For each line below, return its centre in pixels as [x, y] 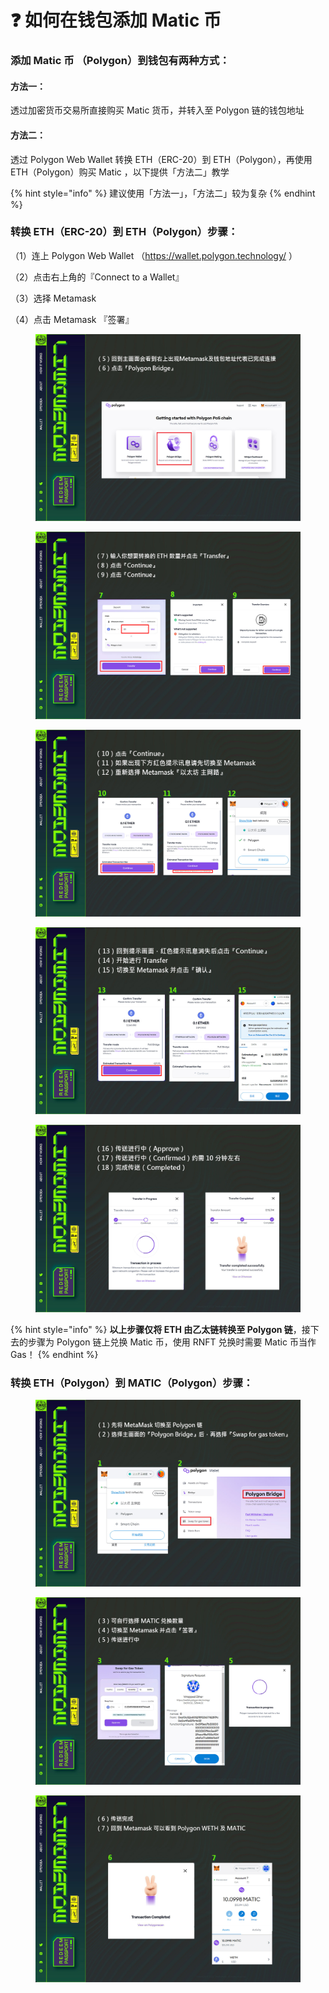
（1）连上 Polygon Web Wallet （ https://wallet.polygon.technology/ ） [154, 255]
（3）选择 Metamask [53, 298]
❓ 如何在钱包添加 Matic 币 [116, 20]
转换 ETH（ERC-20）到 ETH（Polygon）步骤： [124, 232]
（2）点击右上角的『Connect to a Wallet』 [97, 277]
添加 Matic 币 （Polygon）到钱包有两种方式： [120, 61]
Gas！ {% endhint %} [54, 1354]
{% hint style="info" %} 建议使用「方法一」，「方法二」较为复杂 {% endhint [163, 193]
